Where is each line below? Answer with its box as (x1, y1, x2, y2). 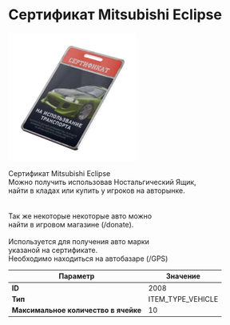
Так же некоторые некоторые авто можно (8, 211, 153, 221)
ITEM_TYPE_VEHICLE (148, 294, 219, 303)
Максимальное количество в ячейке (11, 306, 142, 315)
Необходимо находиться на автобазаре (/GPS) (8, 254, 169, 263)
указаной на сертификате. (8, 245, 98, 255)
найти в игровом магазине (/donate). (8, 219, 134, 229)
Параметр (58, 271, 95, 281)
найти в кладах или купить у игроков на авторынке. (8, 186, 185, 195)
